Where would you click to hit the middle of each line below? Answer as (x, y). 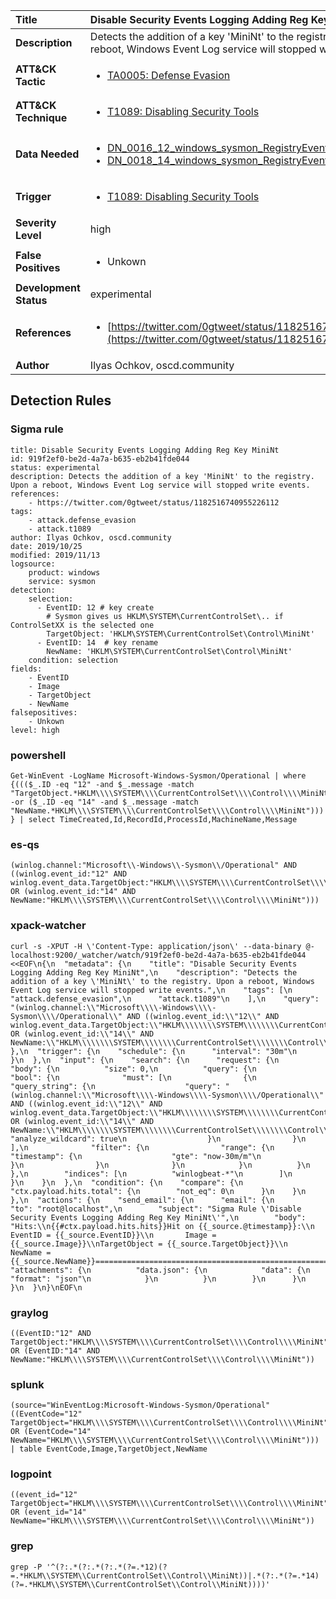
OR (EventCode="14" (51, 1432)
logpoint (31, 1474)
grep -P (26, 1567)
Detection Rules (61, 400)
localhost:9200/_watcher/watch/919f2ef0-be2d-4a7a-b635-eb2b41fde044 (158, 955)
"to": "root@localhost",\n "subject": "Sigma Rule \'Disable (156, 1209)
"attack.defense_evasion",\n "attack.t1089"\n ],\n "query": (165, 999)
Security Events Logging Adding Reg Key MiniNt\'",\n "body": (158, 1217)
